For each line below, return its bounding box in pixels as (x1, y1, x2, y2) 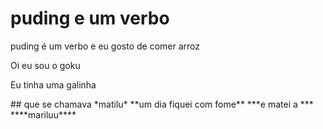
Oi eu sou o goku (10, 59, 81, 71)
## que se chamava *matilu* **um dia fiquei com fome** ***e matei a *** (10, 98, 314, 110)
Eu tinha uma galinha (10, 78, 97, 91)
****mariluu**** (10, 108, 77, 121)
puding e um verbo (10, 7, 170, 30)
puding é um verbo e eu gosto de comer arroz (10, 40, 200, 52)
